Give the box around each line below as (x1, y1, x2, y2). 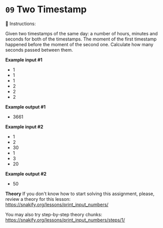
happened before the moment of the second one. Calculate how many (5, 41, 154, 47)
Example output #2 (5, 171, 47, 177)
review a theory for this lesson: (5, 196, 71, 202)
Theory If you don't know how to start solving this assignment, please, (5, 191, 155, 197)
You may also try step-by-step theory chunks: (5, 211, 103, 217)
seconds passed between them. (5, 47, 73, 53)
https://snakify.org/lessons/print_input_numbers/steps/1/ (5, 217, 126, 223)
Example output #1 (5, 103, 46, 110)
